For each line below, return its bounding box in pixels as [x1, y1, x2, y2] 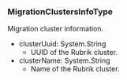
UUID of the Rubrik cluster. [30, 48, 118, 57]
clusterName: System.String [18, 56, 111, 65]
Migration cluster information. [7, 24, 104, 34]
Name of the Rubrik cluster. [30, 64, 120, 74]
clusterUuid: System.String [18, 39, 106, 49]
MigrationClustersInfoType [7, 6, 114, 17]
